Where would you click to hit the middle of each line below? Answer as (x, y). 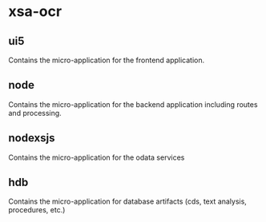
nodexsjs (32, 138)
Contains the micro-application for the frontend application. (107, 60)
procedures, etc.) (37, 210)
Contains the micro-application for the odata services (97, 157)
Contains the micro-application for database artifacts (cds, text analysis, (127, 201)
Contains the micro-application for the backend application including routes (133, 104)
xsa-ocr (35, 12)
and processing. (35, 113)
